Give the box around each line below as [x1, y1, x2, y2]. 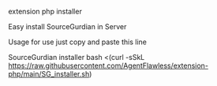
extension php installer [8, 7, 83, 16]
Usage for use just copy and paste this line [8, 37, 148, 47]
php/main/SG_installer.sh [8, 69, 90, 78]
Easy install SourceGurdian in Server [8, 22, 127, 31]
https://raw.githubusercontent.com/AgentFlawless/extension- [8, 61, 209, 70]
